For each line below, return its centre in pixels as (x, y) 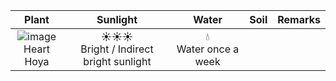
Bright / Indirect (117, 49)
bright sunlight (117, 61)
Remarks (299, 19)
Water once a (208, 49)
